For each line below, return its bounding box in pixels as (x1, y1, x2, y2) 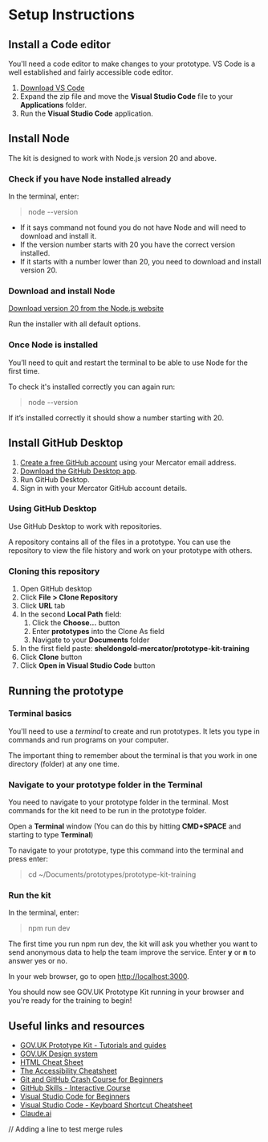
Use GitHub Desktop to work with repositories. (8, 521, 162, 531)
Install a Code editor (8, 38, 111, 51)
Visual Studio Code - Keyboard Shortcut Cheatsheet (19, 1100, 193, 1110)
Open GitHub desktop (19, 584, 92, 594)
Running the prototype (8, 684, 124, 698)
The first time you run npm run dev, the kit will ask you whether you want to (8, 939, 258, 949)
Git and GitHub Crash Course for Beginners (19, 1074, 164, 1084)
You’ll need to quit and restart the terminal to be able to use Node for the (8, 358, 249, 367)
